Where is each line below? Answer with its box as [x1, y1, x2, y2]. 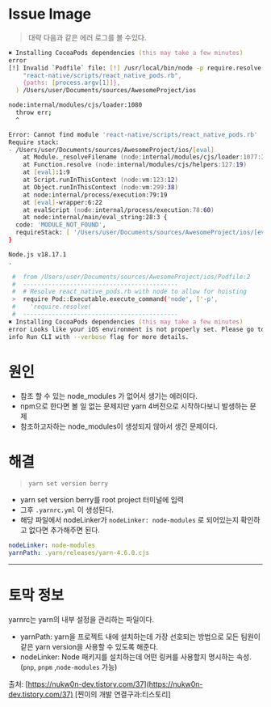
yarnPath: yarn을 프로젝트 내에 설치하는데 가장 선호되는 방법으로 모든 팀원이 [19, 632, 261, 641]
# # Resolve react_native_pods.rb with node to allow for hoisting [11, 288, 248, 296]
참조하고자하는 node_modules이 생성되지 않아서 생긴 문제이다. [19, 421, 218, 431]
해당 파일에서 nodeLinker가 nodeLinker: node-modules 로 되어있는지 [19, 515, 240, 525]
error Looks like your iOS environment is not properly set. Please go [8, 325, 254, 333]
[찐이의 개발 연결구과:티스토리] [75, 689, 171, 700]
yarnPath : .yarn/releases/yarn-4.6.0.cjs [8, 549, 150, 557]
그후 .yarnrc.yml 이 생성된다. [19, 505, 115, 514]
